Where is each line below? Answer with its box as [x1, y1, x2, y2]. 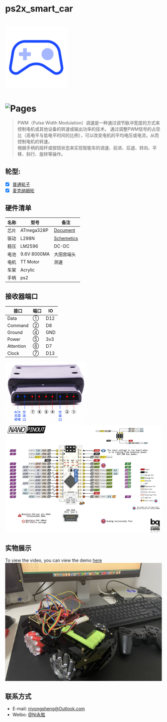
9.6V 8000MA [20, 251, 50, 257]
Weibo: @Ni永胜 [12, 712, 46, 718]
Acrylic [20, 267, 35, 273]
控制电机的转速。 [17, 138, 53, 145]
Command [7, 322, 29, 328]
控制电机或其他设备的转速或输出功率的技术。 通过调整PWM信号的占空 [17, 126, 161, 132]
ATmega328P [20, 227, 49, 233]
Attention [7, 343, 26, 349]
